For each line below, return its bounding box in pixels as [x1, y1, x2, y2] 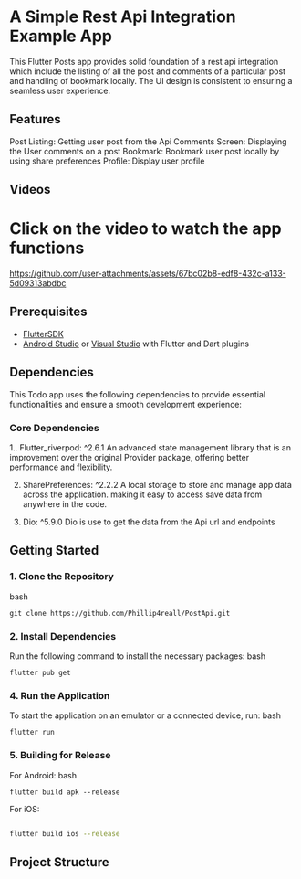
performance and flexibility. [9, 461, 113, 472]
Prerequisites [9, 304, 88, 320]
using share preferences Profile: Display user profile [9, 155, 205, 166]
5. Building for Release [9, 749, 111, 762]
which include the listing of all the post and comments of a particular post [9, 66, 285, 77]
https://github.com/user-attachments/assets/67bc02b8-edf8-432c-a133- [9, 268, 287, 280]
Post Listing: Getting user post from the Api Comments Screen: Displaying [9, 135, 287, 147]
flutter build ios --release [9, 829, 120, 838]
